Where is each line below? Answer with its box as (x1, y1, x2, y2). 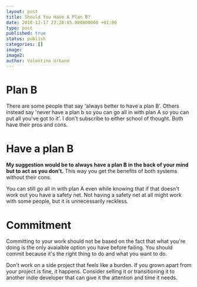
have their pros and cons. (6, 121, 68, 128)
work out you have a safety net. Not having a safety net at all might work (6, 192, 182, 199)
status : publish (6, 36, 46, 42)
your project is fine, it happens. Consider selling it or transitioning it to (6, 268, 175, 275)
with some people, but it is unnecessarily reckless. (6, 198, 129, 205)
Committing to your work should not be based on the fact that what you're (6, 238, 186, 245)
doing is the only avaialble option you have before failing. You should (6, 244, 173, 251)
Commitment (6, 218, 72, 232)
